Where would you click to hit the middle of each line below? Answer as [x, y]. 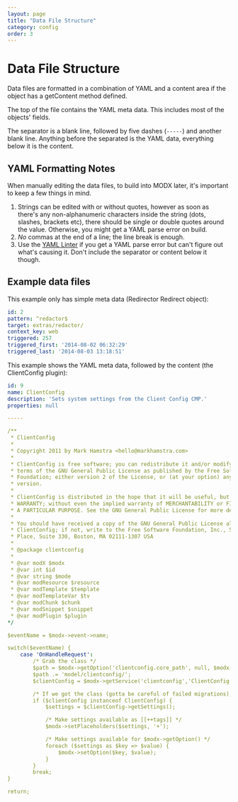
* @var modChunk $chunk [45, 603]
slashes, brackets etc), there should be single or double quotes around [121, 222]
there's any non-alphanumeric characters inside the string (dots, [112, 214]
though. [29, 259]
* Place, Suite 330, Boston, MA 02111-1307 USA [82, 537]
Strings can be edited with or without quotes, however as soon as [113, 207]
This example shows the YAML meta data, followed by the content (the [110, 365]
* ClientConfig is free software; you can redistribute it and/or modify [121, 464]
